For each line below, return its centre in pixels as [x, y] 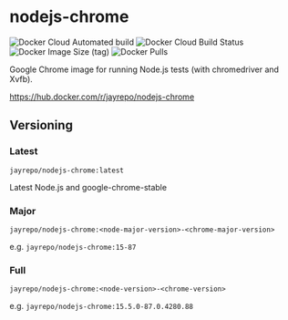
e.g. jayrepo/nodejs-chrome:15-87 [73, 246]
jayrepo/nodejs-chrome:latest [67, 170]
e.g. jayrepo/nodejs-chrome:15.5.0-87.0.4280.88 [102, 306]
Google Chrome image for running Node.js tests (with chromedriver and [144, 69]
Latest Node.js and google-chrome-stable [88, 187]
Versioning [41, 125]
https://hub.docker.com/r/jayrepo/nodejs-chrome [102, 97]
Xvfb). [21, 78]
